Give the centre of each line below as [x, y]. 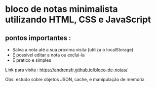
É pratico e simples [32, 60]
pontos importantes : [38, 38]
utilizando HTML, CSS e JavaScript [78, 20]
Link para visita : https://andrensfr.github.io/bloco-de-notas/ [66, 70]
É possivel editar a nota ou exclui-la [48, 55]
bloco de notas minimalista [61, 9]
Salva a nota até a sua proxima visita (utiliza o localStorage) [73, 50]
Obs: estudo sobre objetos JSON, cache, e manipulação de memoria [75, 79]
